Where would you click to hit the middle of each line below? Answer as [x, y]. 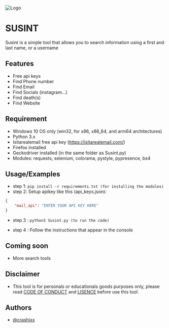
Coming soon [27, 246]
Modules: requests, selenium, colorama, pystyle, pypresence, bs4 [81, 158]
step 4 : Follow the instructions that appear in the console [73, 230]
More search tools [31, 258]
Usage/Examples [33, 174]
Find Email [23, 87]
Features [20, 64]
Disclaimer [23, 274]
